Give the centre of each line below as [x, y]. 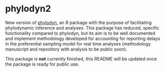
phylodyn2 [28, 9]
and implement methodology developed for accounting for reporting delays [83, 38]
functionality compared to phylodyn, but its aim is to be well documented [80, 33]
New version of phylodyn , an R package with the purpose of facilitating [78, 22]
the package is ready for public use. [42, 64]
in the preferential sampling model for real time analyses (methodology [78, 43]
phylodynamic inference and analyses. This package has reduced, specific [82, 27]
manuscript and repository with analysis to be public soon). [66, 49]
